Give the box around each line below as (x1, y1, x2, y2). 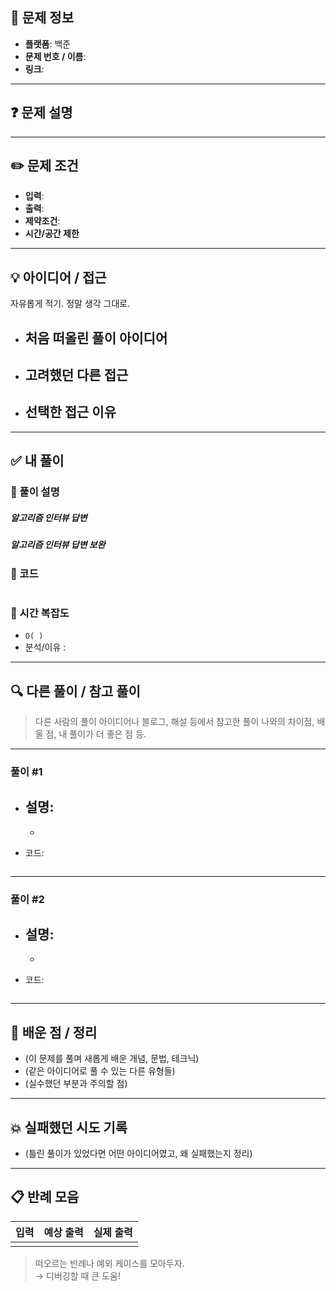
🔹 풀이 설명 (10, 485, 60, 499)
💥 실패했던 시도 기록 (10, 1119, 128, 1136)
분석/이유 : (24, 641, 67, 653)
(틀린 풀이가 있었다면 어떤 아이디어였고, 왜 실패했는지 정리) (24, 1148, 253, 1160)
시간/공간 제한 (24, 228, 80, 240)
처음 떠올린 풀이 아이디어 (24, 329, 168, 347)
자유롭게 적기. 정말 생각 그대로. (10, 298, 131, 310)
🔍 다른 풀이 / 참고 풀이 (10, 683, 141, 700)
